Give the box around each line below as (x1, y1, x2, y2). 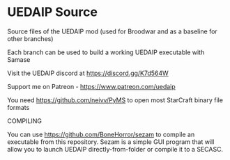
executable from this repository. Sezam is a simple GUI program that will (7, 137, 215, 146)
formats (7, 103, 30, 111)
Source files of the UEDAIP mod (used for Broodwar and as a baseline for (7, 27, 217, 35)
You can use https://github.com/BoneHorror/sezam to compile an (7, 130, 195, 138)
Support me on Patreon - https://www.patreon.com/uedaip (7, 82, 176, 90)
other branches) (7, 34, 54, 42)
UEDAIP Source (7, 4, 98, 20)
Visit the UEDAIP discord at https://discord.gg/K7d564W (7, 69, 169, 77)
